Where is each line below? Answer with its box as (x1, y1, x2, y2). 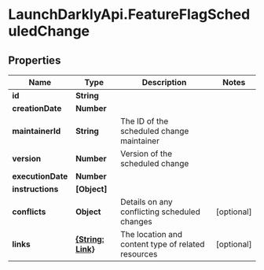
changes (120, 216, 153, 227)
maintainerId (12, 126, 61, 136)
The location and (120, 229, 183, 239)
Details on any (120, 197, 173, 207)
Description (141, 77, 187, 87)
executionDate (12, 171, 68, 182)
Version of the (120, 148, 173, 159)
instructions (12, 183, 59, 194)
